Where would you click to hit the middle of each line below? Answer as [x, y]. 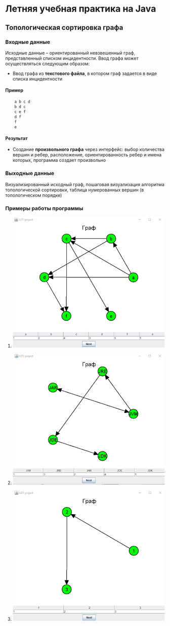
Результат [16, 138]
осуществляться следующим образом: [48, 63]
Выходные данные [30, 174]
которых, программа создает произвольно [59, 160]
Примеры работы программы [44, 208]
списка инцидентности [37, 78]
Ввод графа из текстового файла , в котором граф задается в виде [85, 73]
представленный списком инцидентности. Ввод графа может [72, 58]
